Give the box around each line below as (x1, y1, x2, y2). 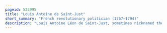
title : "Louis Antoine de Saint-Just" (5, 12, 85, 16)
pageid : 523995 (5, 7, 37, 12)
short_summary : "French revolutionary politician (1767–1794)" (5, 16, 139, 21)
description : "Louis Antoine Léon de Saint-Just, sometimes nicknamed (5, 20, 155, 26)
